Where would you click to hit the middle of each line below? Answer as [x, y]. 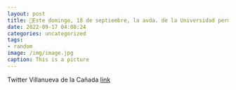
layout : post [26, 14]
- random [20, 46]
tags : [15, 40]
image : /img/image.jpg [40, 53]
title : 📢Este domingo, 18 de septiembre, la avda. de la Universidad [111, 20]
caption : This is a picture [48, 60]
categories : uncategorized [47, 33]
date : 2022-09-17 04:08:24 [47, 27]
